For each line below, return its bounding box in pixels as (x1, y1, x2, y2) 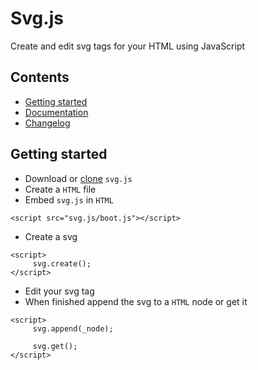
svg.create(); (32, 258, 92, 269)
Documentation (24, 106, 89, 118)
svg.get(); (32, 341, 78, 351)
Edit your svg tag (24, 285, 95, 297)
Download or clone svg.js (24, 172, 133, 184)
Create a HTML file (24, 183, 97, 195)
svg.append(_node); (32, 323, 114, 334)
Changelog (24, 117, 71, 129)
